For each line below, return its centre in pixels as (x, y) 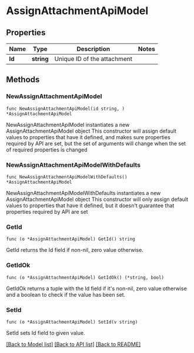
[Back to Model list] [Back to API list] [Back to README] (73, 344)
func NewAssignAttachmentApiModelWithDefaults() (67, 177)
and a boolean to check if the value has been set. (66, 294)
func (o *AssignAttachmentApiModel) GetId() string (71, 239)
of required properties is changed (47, 149)
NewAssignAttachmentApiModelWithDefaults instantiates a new (83, 193)
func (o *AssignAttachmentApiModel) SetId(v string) (72, 322)
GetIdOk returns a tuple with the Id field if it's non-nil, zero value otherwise (96, 288)
